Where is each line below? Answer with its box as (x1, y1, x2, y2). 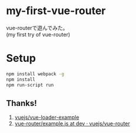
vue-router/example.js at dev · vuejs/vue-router (14, 120, 131, 127)
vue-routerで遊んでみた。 (6, 24, 68, 31)
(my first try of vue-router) (6, 31, 71, 38)
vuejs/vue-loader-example (14, 114, 79, 121)
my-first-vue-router (6, 4, 106, 18)
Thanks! (6, 98, 37, 108)
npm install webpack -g (6, 71, 65, 77)
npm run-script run (6, 82, 54, 88)
